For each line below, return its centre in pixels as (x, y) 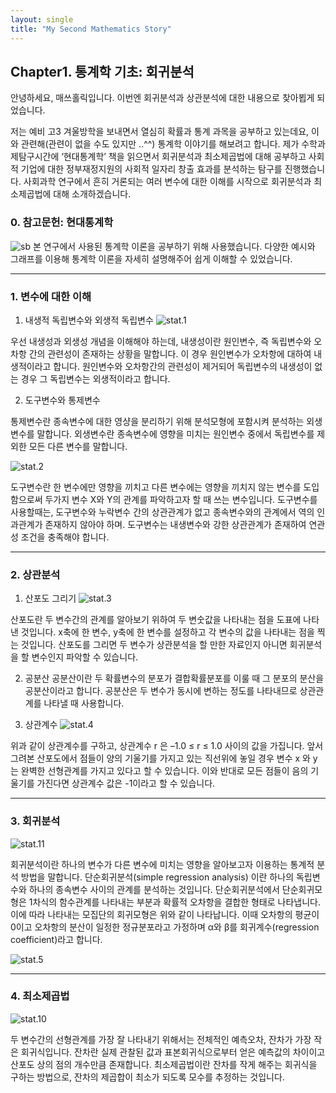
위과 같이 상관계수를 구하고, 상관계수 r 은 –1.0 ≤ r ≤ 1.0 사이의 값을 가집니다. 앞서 (167, 746)
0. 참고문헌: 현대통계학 (62, 223)
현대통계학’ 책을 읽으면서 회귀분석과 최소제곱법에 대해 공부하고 (185, 157)
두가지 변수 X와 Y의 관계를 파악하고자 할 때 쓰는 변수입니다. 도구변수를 (181, 499)
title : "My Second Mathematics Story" (91, 29)
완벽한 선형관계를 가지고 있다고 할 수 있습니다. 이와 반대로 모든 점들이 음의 (164, 771)
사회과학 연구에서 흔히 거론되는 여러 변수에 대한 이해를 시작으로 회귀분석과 (167, 182)
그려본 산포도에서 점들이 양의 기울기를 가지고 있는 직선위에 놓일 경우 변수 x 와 (160, 758)
